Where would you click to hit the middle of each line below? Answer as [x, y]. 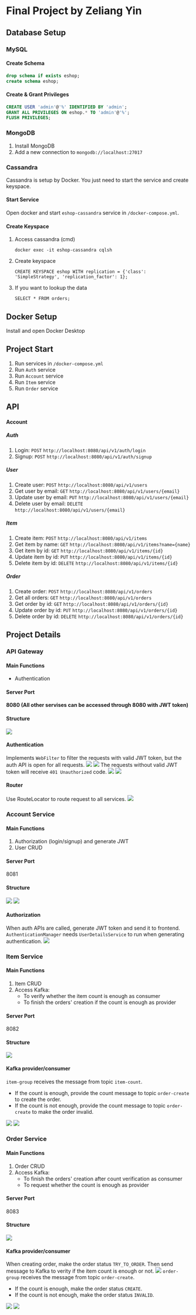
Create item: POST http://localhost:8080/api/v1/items [81, 538]
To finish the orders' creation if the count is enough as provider [100, 1002]
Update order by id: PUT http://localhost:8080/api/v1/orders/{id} [96, 610]
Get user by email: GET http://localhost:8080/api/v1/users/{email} [97, 491]
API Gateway [25, 652]
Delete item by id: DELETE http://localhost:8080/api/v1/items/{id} [96, 563]
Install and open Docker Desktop [45, 331]
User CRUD [28, 847]
